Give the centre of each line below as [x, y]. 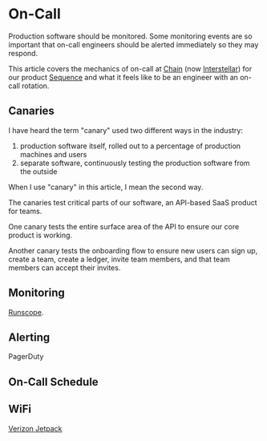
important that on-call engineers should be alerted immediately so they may [133, 44]
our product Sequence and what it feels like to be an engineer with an [123, 77]
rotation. [35, 86]
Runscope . [26, 312]
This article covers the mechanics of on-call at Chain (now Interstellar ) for [130, 68]
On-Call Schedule [53, 382]
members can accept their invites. [65, 267]
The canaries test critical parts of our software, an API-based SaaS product [133, 202]
